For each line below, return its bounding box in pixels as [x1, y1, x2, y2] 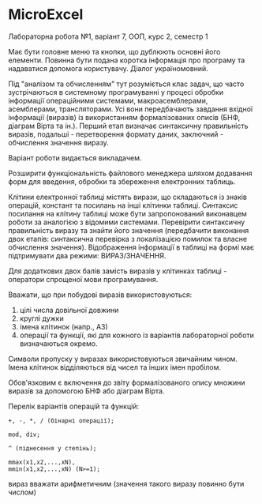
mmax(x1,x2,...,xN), [8, 458, 77, 466]
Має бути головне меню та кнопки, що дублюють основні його [8, 47, 221, 56]
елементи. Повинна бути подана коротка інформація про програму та [8, 55, 245, 65]
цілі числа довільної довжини [19, 305, 119, 314]
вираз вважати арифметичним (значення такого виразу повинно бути [8, 479, 245, 488]
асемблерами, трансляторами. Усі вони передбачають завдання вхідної [8, 104, 253, 114]
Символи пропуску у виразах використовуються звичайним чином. [8, 354, 238, 363]
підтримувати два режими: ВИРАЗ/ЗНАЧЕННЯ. [8, 250, 167, 260]
